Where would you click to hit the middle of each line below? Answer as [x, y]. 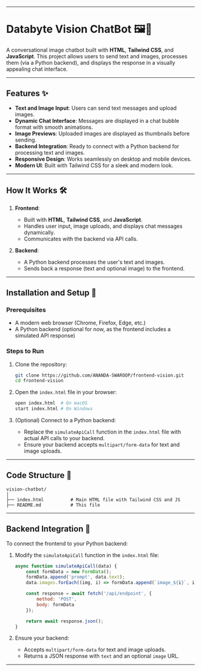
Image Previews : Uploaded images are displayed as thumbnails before [102, 133]
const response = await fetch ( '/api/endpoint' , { [89, 594]
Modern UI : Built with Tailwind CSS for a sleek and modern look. [94, 165]
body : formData [56, 604]
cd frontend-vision [39, 381]
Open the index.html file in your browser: [66, 392]
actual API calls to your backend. [64, 438]
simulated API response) [45, 336]
